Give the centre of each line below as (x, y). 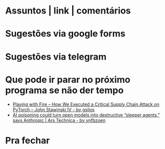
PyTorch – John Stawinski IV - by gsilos (53, 109)
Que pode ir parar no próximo (68, 80)
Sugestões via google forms (65, 34)
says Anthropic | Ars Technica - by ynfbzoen (59, 120)
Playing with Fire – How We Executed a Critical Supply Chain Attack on (86, 104)
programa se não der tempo (64, 90)
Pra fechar (27, 140)
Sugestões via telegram (56, 56)
